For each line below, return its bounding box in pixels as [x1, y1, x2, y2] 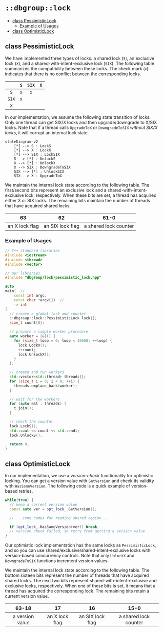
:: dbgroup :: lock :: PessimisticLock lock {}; [9, 316, 97, 321]
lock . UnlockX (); [18, 352, 51, 357]
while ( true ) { [5, 498, 34, 503]
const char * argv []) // [14, 297, 64, 302]
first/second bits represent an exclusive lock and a [5, 187, 106, 193]
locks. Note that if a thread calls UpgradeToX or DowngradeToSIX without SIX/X [5, 125, 158, 130]
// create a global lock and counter [9, 311, 86, 316]
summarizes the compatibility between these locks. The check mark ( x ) [5, 65, 149, 71]
